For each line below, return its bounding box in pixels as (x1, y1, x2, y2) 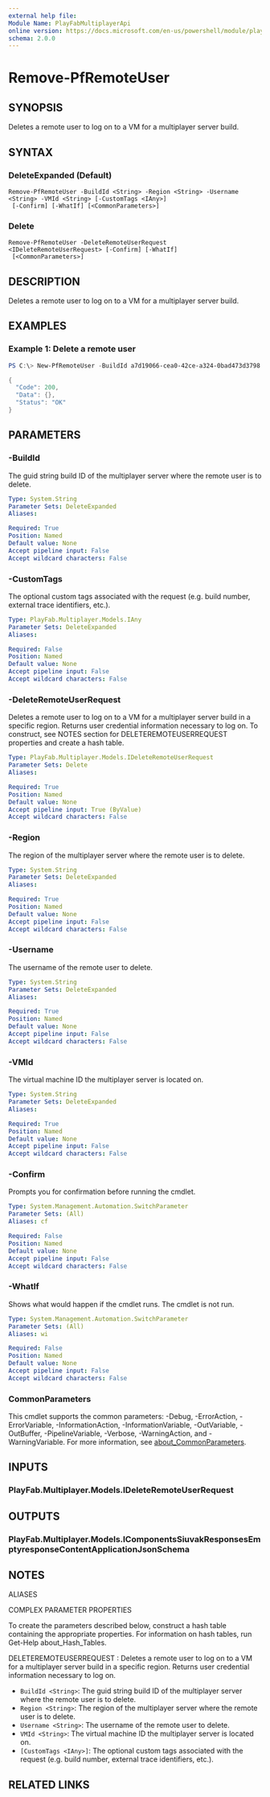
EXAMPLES (8, 319, 67, 333)
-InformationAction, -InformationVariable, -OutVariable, (55, 1421, 239, 1430)
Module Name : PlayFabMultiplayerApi (8, 19, 131, 27)
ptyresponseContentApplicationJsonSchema (8, 1544, 190, 1555)
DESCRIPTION (8, 274, 80, 288)
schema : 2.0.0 (8, 34, 56, 43)
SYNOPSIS (8, 101, 63, 114)
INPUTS (8, 1461, 48, 1474)
